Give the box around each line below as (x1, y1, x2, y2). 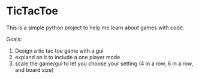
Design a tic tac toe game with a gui (14, 47, 104, 54)
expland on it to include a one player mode (14, 53, 120, 60)
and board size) (14, 66, 54, 73)
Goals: (6, 35, 22, 42)
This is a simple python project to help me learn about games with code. (6, 24, 185, 31)
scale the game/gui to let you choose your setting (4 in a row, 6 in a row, (14, 60, 194, 67)
